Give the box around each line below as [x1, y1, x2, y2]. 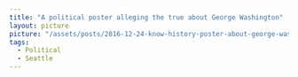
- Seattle [17, 54, 53, 63]
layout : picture [9, 21, 69, 30]
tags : [9, 37, 29, 47]
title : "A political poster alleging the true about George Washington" [9, 12, 284, 22]
